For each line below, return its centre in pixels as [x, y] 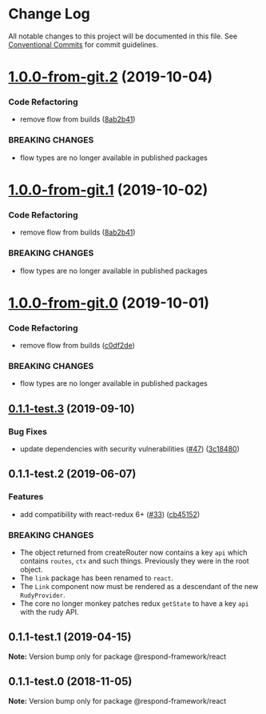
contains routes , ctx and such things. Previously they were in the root [134, 560]
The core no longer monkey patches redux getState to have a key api [134, 603]
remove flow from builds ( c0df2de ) [77, 345]
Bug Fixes [28, 431]
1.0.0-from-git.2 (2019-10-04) [111, 77]
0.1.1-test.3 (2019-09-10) [71, 409]
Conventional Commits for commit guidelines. [83, 44]
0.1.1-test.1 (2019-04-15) [70, 637]
